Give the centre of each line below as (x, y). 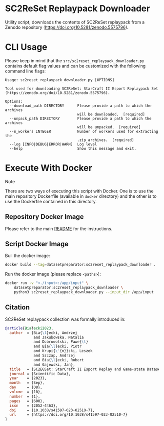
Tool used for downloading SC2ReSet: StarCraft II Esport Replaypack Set (82, 89)
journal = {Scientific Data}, (40, 374)
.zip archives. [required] (106, 140)
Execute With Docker (49, 168)
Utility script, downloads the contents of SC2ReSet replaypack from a (75, 22)
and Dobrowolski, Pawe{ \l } (61, 342)
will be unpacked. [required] (109, 127)
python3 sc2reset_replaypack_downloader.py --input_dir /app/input (84, 292)
